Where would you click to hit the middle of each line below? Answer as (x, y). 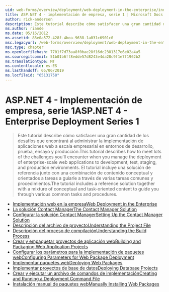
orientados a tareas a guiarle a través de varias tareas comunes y (85, 178)
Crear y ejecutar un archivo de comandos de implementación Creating (85, 273)
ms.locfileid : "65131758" (32, 75)
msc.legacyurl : (21, 43)
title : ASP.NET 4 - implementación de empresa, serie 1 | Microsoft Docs (84, 15)
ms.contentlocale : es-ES (31, 66)
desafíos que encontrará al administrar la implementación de (80, 141)
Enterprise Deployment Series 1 (72, 122)
